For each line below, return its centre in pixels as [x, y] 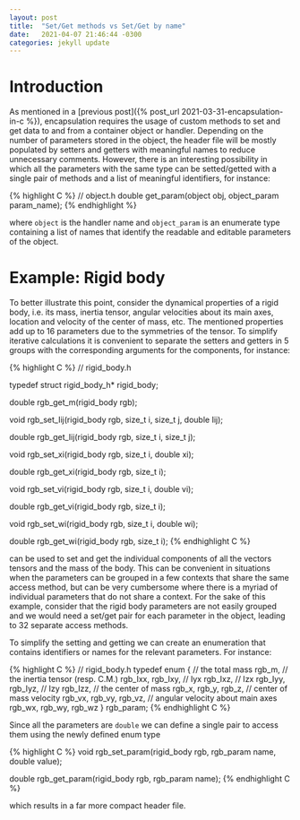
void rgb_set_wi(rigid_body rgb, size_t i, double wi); [104, 524]
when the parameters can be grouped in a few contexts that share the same [149, 578]
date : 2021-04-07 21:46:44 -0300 [76, 34]
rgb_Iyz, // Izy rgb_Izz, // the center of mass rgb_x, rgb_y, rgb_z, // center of [149, 689]
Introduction [56, 87]
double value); [36, 762]
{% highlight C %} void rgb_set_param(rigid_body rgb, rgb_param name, [143, 752]
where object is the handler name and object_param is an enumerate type [145, 223]
